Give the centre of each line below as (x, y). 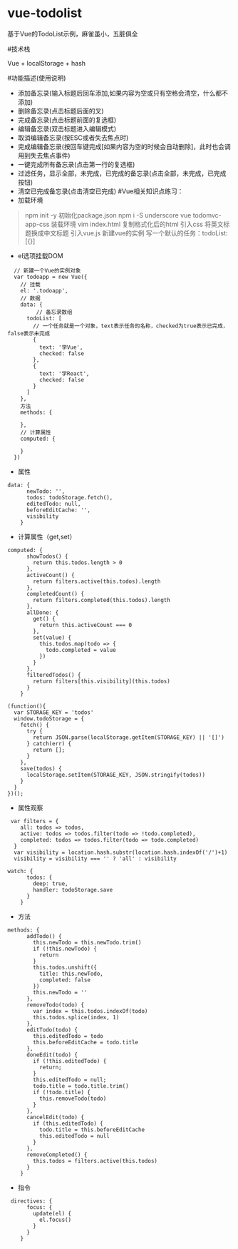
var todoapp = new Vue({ (51, 277)
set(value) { (52, 637)
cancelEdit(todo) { (55, 1117)
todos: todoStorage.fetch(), (69, 497)
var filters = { (35, 821)
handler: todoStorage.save (73, 889)
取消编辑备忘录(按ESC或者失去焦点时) (73, 138)
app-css (37, 224)
